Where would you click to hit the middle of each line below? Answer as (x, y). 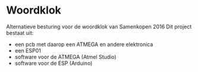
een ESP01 (28, 50)
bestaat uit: (20, 32)
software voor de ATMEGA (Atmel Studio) (66, 57)
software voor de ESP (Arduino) (54, 63)
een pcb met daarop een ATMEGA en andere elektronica (84, 44)
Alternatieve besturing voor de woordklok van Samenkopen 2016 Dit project (99, 27)
